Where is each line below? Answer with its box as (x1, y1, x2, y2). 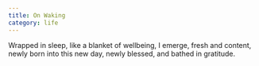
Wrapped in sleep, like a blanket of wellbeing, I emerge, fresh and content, (8, 40, 252, 49)
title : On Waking (8, 11, 66, 20)
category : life (8, 19, 59, 27)
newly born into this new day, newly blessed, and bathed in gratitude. (8, 49, 236, 58)
